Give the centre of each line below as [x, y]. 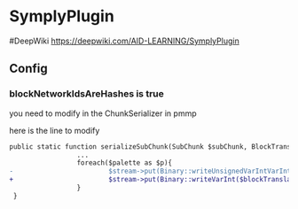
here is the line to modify [55, 130]
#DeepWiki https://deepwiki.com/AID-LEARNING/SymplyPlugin [124, 41]
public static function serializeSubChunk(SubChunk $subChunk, [129, 147]
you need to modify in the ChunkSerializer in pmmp [103, 113]
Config [28, 69]
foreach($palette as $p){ [125, 163]
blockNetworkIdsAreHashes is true [86, 94]
